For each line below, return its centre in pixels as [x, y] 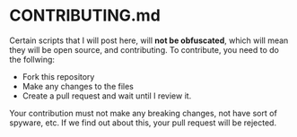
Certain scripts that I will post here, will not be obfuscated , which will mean [149, 40]
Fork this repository [58, 76]
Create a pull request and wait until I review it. [107, 96]
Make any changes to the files [78, 86]
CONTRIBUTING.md [85, 16]
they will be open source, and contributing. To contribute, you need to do [144, 49]
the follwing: [32, 59]
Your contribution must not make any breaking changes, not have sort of [144, 113]
